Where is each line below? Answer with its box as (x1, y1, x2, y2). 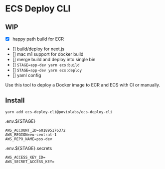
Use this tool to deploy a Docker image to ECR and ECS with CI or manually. (5, 82, 161, 88)
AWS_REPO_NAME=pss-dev (5, 136, 52, 142)
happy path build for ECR (12, 36, 64, 42)
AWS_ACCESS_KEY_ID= (5, 155, 46, 160)
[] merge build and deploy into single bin (12, 57, 96, 63)
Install (5, 96, 25, 105)
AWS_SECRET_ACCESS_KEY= (5, 159, 55, 164)
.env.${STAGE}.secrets (5, 145, 52, 151)
